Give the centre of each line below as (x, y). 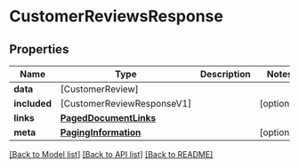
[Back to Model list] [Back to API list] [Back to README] (111, 154)
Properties (39, 49)
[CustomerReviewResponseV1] (126, 104)
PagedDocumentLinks (108, 118)
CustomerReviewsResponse (117, 16)
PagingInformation (101, 132)
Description (225, 74)
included (32, 104)
